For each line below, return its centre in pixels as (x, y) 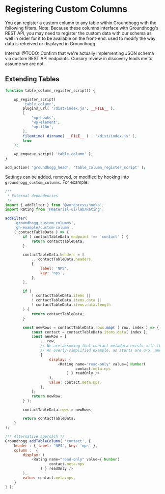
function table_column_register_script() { (50, 90)
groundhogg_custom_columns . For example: (47, 182)
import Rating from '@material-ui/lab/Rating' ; (55, 210)
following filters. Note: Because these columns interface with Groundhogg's (82, 28)
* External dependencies (32, 196)
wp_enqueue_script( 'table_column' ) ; (54, 154)
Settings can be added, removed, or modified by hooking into (67, 177)
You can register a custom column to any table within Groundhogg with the (81, 23)
